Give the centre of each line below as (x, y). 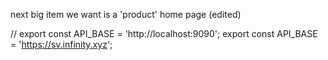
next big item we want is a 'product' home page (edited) (126, 14)
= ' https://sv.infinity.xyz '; (61, 44)
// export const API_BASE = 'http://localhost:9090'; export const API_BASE (164, 33)
